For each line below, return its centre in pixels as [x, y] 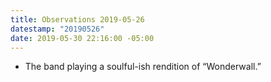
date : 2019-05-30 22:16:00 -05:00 [82, 38]
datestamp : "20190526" [57, 29]
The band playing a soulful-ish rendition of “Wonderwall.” [143, 67]
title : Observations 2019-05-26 [77, 19]
